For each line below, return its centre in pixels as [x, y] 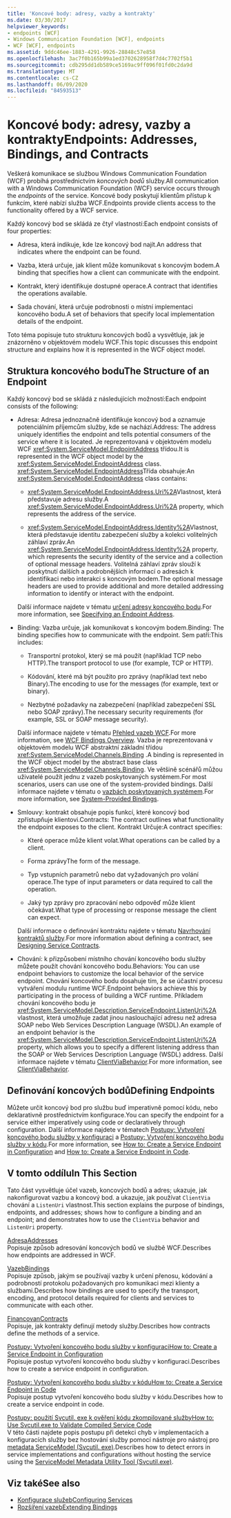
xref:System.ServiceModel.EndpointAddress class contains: [102, 478]
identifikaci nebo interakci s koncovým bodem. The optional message [125, 578]
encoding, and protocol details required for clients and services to [101, 1297]
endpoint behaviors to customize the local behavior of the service [110, 973]
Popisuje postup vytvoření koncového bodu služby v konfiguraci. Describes [114, 1361]
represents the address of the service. [82, 513]
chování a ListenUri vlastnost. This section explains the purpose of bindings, [116, 1205]
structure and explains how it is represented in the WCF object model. [106, 349]
